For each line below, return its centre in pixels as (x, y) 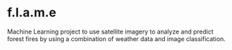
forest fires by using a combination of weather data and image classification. (116, 38)
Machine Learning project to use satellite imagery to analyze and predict (110, 32)
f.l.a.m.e (32, 13)
